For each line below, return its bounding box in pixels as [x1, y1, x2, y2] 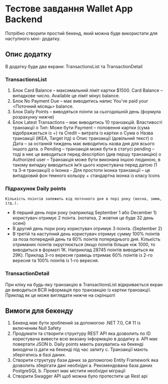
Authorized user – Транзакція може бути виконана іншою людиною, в [12, 156, 161, 163]
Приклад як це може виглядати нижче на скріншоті [5, 292, 115, 298]
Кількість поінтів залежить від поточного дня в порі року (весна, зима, [5, 197, 162, 202]
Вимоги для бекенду [5, 307, 73, 315]
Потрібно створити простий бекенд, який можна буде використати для [5, 30, 158, 36]
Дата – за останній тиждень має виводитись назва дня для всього [12, 141, 155, 147]
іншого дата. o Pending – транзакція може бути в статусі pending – [12, 146, 155, 152]
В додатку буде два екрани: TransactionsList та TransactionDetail [5, 63, 143, 69]
